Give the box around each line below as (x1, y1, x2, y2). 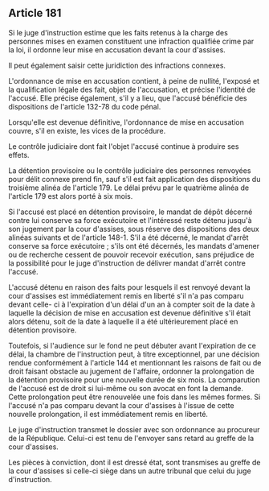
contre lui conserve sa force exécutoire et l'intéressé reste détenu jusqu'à (8, 215, 252, 225)
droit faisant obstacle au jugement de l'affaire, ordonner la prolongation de (8, 366, 255, 376)
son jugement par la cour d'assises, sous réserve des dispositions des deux (8, 224, 259, 233)
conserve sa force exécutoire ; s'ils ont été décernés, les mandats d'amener (8, 241, 260, 250)
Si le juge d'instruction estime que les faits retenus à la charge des (8, 27, 229, 37)
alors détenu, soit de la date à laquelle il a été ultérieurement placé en (8, 316, 238, 326)
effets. (8, 150, 30, 159)
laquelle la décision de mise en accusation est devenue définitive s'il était (8, 307, 251, 317)
